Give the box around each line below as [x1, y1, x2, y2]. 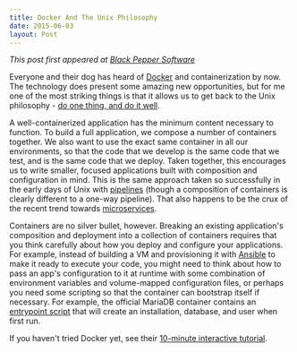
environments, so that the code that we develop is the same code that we [9, 146, 280, 157]
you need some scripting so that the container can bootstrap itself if [9, 288, 260, 298]
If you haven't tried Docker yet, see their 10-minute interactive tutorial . [9, 333, 268, 344]
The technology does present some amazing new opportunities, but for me [9, 82, 285, 92]
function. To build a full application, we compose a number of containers [9, 127, 277, 138]
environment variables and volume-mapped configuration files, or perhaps [9, 278, 284, 288]
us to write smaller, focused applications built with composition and [9, 165, 258, 176]
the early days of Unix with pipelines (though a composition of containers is [9, 185, 288, 195]
